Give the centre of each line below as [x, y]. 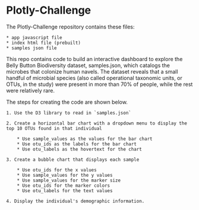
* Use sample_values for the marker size [69, 180]
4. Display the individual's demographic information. [75, 201]
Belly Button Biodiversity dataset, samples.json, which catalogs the [88, 65]
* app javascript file [34, 37]
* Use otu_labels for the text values [65, 190]
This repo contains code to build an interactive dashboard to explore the [94, 59]
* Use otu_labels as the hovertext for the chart [80, 149]
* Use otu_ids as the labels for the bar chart [77, 144]
